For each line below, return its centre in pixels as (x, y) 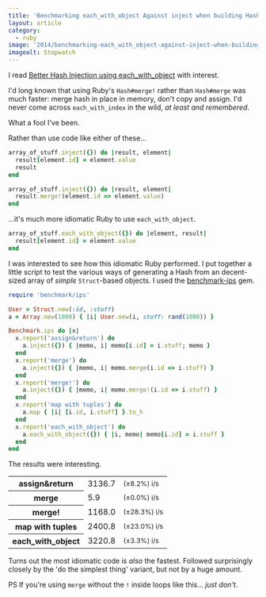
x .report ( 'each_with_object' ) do (70, 427)
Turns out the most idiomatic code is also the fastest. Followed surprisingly (131, 561)
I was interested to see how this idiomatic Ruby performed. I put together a (130, 264)
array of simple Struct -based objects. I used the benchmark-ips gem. (141, 280)
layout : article (35, 23)
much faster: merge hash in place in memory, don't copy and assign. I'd (125, 99)
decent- (234, 272)
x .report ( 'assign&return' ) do (65, 338)
